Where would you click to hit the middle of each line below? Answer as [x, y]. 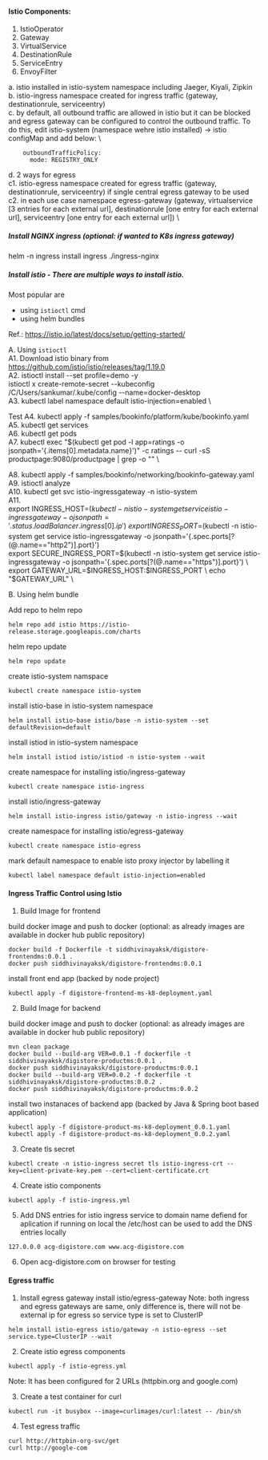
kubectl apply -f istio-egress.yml [68, 1367]
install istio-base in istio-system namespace [81, 705]
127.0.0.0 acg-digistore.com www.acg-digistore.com [96, 1247]
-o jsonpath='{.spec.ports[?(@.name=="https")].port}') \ [155, 562]
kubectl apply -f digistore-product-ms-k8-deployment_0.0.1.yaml [119, 1127]
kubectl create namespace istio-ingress [77, 786]
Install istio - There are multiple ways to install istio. [96, 274]
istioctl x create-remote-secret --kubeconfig [82, 384]
